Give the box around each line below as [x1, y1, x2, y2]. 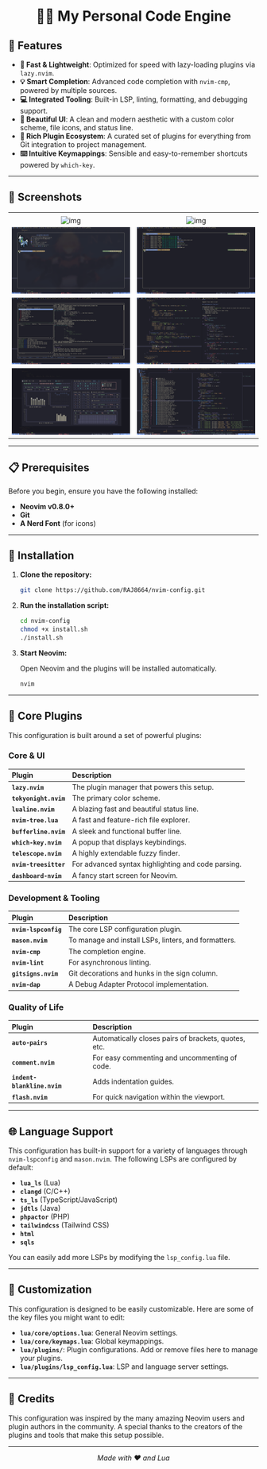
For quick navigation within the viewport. [92, 1092, 225, 1101]
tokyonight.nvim [11, 794, 66, 802]
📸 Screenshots [8, 191, 83, 204]
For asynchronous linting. [68, 957, 152, 967]
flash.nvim [11, 1093, 48, 1101]
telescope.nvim [11, 850, 62, 858]
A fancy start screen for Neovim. [72, 870, 179, 880]
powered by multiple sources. [19, 86, 118, 95]
